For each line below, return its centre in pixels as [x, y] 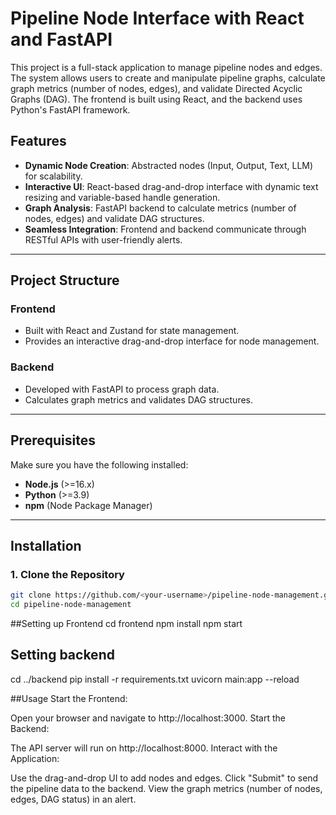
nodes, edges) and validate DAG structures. [114, 218]
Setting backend [62, 655]
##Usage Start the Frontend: [69, 698]
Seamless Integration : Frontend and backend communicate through [165, 229]
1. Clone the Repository [67, 574]
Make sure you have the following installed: [99, 464]
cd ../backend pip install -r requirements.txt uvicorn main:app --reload [155, 679]
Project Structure [65, 280]
